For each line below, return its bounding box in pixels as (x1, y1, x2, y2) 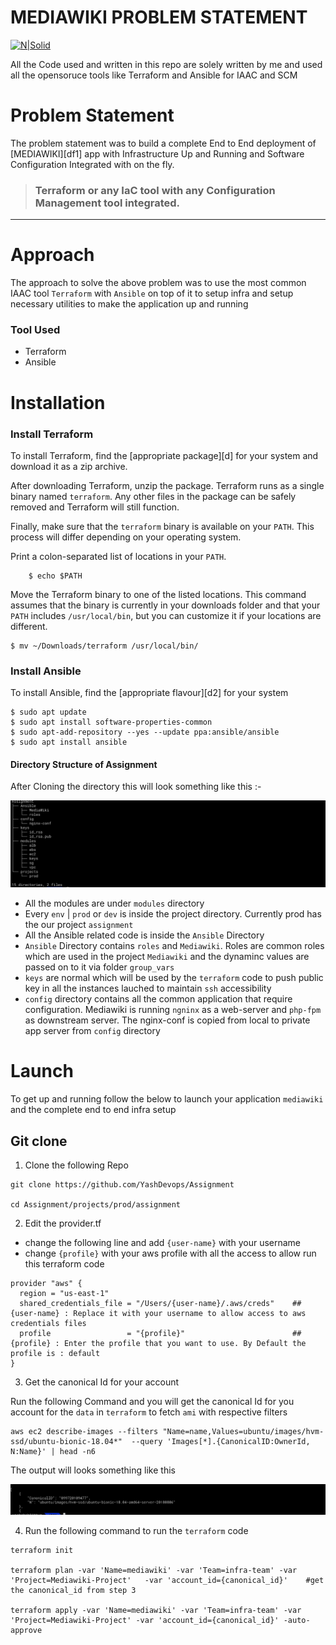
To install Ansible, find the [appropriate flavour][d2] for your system (10, 687, 289, 699)
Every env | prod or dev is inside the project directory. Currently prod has (24, 908, 322, 920)
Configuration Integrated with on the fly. (10, 158, 175, 170)
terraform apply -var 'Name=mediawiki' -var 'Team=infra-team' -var (10, 1605, 302, 1615)
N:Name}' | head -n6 (10, 1446, 97, 1456)
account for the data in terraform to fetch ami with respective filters (10, 1406, 288, 1418)
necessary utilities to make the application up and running (10, 298, 249, 310)
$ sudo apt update (10, 707, 87, 718)
